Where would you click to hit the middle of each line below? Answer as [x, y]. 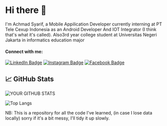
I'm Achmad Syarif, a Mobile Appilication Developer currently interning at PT [84, 24]
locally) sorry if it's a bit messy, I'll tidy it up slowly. [57, 118]
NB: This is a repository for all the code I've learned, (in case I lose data [79, 112]
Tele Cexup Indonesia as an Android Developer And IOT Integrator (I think [81, 29]
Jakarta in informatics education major [45, 40]
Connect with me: [24, 51]
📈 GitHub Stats [29, 79]
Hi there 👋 [26, 10]
